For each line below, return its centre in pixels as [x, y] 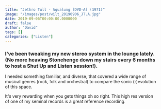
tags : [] [14, 32]
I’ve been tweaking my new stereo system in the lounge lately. [80, 54]
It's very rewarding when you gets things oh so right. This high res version [79, 96]
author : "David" [21, 28]
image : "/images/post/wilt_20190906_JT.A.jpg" [53, 14]
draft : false [18, 23]
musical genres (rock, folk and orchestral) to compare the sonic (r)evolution [80, 82]
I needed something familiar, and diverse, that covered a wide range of [76, 76]
